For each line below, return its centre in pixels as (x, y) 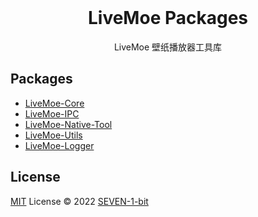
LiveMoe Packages (168, 18)
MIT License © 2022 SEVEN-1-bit (79, 201)
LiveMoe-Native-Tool (68, 124)
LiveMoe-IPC (52, 113)
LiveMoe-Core (54, 103)
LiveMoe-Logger (59, 145)
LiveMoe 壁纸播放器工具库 (168, 47)
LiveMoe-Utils (53, 135)
